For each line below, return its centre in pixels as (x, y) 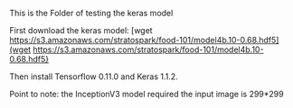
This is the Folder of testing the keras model (91, 13)
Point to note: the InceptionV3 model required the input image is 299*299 (146, 94)
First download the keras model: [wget (81, 30)
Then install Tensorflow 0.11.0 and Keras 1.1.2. (94, 76)
